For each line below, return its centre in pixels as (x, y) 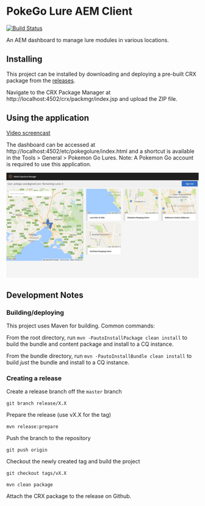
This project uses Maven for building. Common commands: (81, 326)
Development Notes (45, 295)
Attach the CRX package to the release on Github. (69, 496)
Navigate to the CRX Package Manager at (59, 92)
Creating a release (34, 378)
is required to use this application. (49, 164)
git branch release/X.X (37, 404)
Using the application (48, 118)
